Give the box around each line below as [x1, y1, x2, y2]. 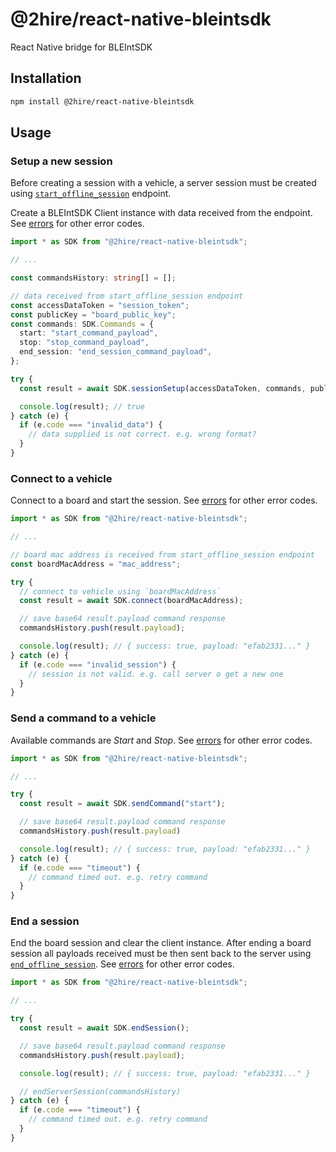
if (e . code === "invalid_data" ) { [19, 420, 163, 430]
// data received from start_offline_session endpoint [10, 291, 244, 301]
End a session [10, 914, 80, 928]
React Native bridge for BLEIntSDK [10, 41, 153, 53]
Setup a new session [10, 154, 113, 168]
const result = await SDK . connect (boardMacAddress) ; [19, 596, 244, 606]
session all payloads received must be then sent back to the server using [10, 948, 312, 960]
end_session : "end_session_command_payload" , [19, 347, 213, 357]
